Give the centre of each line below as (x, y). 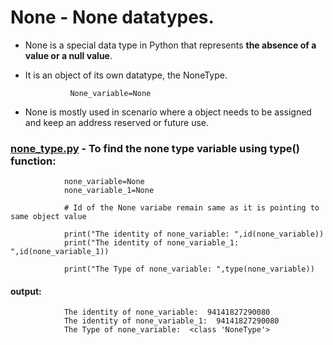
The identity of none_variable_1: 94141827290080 (171, 321)
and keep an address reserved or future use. (117, 122)
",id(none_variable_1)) (60, 252)
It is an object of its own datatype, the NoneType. (126, 75)
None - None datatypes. (112, 17)
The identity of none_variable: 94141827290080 (167, 312)
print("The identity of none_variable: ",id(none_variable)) (194, 234)
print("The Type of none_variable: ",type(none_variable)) (189, 269)
